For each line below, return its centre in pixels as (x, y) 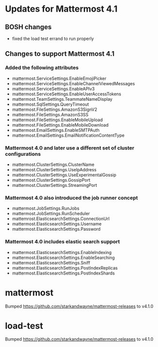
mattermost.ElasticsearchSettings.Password (56, 229)
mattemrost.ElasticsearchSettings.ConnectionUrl (61, 219)
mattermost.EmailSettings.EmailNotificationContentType (68, 135)
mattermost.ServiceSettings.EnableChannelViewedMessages (73, 83)
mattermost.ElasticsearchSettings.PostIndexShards (63, 273)
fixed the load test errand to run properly (53, 38)
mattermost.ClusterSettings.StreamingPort (54, 185)
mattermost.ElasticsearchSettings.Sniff (51, 263)
